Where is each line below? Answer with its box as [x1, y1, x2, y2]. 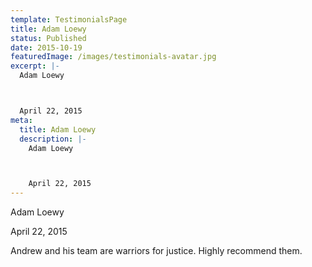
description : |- [19, 134, 87, 144]
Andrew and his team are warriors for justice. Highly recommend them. [10, 245, 303, 257]
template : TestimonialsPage [10, 14, 128, 25]
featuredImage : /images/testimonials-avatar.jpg [10, 52, 217, 62]
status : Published [10, 33, 87, 43]
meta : [10, 115, 33, 125]
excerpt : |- [10, 61, 60, 71]
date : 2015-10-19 [10, 42, 83, 53]
